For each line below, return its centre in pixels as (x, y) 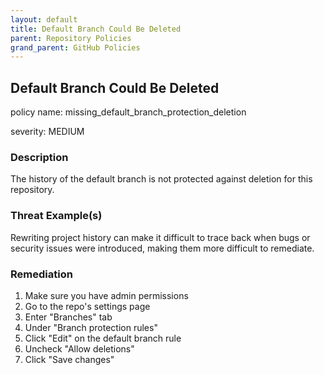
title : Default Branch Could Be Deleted (96, 29)
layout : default (44, 19)
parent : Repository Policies (71, 38)
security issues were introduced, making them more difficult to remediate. (162, 248)
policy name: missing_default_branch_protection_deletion (128, 112)
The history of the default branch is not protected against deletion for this (161, 179)
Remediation (41, 274)
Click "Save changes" (69, 359)
